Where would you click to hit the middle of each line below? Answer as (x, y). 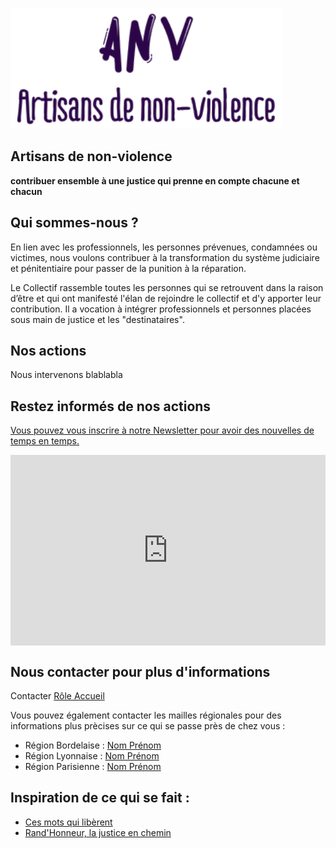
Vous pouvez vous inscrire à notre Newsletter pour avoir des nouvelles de (162, 430)
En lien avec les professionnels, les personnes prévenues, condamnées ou (164, 247)
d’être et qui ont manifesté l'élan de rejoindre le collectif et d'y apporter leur (166, 298)
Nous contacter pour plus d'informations (140, 671)
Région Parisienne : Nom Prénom (93, 767)
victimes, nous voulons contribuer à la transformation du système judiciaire (165, 257)
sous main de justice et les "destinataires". (97, 319)
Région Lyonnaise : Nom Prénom (92, 756)
